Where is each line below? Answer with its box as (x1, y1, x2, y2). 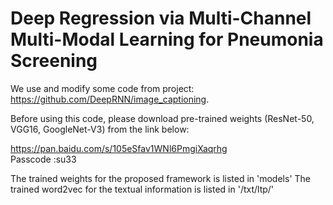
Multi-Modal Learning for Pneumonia (10, 28, 324, 51)
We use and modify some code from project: (10, 82, 195, 94)
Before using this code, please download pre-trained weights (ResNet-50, (10, 112, 315, 124)
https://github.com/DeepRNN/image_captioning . (10, 93, 210, 105)
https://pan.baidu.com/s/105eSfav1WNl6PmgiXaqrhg (10, 142, 228, 154)
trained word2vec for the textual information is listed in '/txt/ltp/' (10, 183, 275, 195)
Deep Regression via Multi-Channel (10, 7, 312, 30)
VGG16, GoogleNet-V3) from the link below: (10, 123, 190, 135)
